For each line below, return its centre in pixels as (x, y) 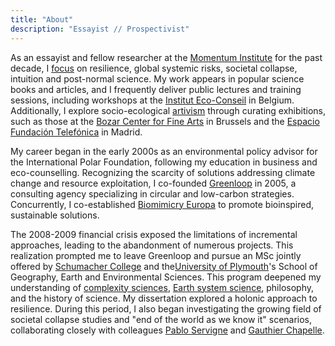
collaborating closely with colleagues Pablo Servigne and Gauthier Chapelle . (167, 330)
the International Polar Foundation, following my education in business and (164, 162)
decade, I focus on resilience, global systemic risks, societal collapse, (154, 68)
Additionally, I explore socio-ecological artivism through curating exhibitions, (168, 110)
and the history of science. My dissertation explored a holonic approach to (164, 298)
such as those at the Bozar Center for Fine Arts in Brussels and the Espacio (165, 121)
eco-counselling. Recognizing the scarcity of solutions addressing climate (163, 172)
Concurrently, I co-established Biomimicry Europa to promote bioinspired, (162, 204)
